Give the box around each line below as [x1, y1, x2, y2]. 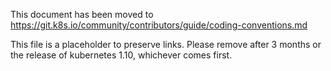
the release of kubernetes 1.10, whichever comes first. [10, 49, 233, 61]
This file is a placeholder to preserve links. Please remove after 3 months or [10, 39, 322, 50]
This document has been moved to [10, 9, 154, 20]
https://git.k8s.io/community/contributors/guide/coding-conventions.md [10, 19, 308, 31]
